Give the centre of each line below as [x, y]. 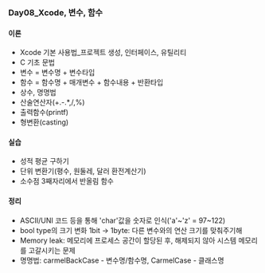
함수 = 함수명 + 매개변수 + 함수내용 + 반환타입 [92, 82]
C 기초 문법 [37, 62]
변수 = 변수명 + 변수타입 [57, 73]
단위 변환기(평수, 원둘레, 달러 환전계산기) [83, 171]
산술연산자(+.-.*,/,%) [52, 102]
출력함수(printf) [44, 113]
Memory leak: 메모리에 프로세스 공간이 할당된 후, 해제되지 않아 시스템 [128, 240]
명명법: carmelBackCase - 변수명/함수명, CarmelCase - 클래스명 [122, 260]
